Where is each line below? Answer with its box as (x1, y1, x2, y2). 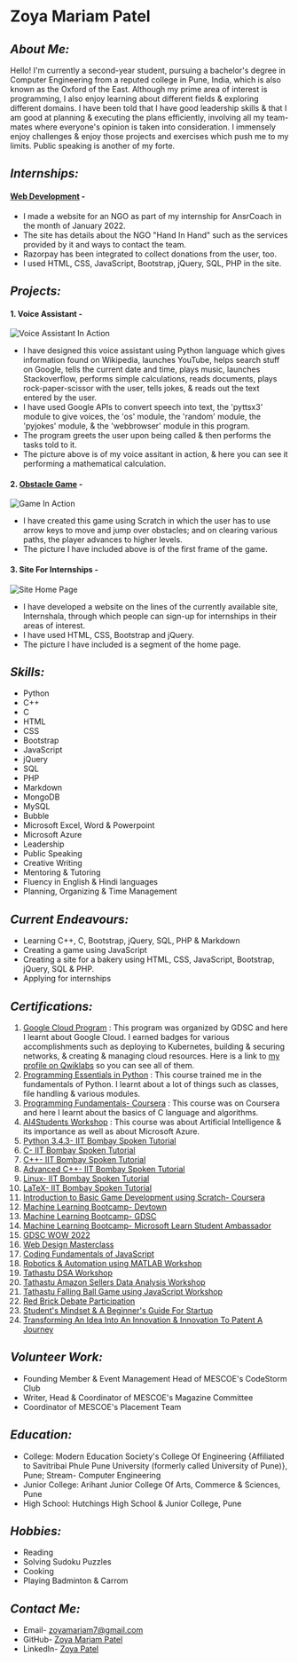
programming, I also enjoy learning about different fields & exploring (10, 93, 260, 104)
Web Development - (10, 191, 86, 201)
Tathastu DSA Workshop (22, 1267, 114, 1279)
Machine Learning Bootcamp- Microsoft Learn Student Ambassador (22, 1220, 271, 1231)
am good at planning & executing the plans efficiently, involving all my (10, 113, 265, 122)
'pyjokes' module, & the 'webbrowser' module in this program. (22, 421, 251, 431)
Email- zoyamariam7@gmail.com (22, 1625, 144, 1635)
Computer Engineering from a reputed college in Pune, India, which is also (10, 75, 282, 85)
